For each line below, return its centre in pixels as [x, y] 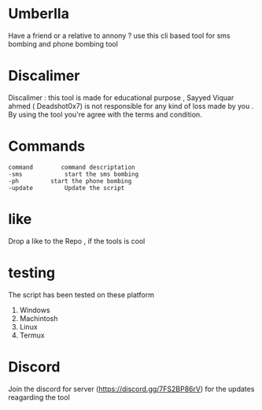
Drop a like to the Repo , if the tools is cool [77, 240]
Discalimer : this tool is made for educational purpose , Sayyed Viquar [121, 97]
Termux [32, 335]
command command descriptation [72, 167]
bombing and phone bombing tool [63, 43]
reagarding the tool [39, 397]
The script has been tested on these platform [81, 294]
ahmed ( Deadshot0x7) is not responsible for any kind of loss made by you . [131, 106]
